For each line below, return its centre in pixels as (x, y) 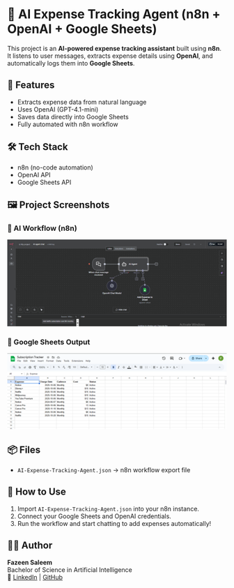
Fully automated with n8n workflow (68, 124)
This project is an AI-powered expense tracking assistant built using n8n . (114, 48)
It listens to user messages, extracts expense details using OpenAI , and (110, 56)
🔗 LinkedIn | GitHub (35, 577)
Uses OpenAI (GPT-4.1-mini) (58, 109)
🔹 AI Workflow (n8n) (42, 228)
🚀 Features (31, 85)
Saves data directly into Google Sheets (73, 116)
